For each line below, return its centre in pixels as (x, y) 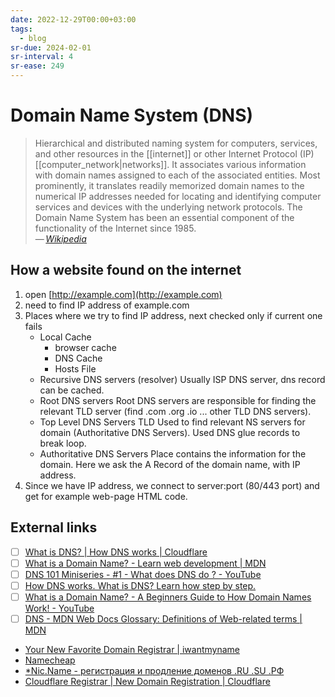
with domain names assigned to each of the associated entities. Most (177, 175)
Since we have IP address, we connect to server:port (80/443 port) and (172, 485)
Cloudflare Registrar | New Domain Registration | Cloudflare (147, 681)
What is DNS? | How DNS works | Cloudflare (116, 552)
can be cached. (72, 390)
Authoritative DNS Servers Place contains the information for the (173, 453)
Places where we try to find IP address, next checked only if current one (173, 315)
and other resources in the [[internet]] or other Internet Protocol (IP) (174, 153)
